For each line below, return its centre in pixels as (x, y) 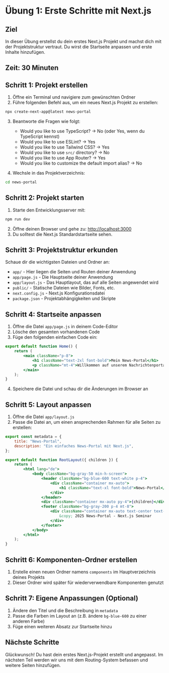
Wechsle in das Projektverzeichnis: (49, 173)
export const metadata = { (33, 437)
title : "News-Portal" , (38, 441)
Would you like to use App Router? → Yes (63, 158)
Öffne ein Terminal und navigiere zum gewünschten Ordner (74, 97)
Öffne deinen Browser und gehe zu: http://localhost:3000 (72, 229)
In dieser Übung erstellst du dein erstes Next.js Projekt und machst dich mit (83, 41)
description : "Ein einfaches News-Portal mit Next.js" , (74, 446)
